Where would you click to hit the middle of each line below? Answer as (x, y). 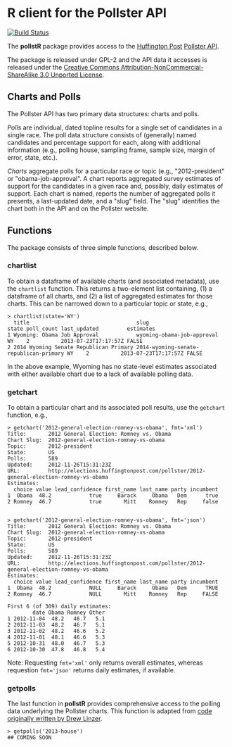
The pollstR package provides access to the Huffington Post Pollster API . (113, 46)
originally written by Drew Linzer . (55, 719)
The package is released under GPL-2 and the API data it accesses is (107, 59)
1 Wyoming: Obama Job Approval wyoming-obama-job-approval (113, 335)
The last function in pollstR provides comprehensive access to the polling (114, 704)
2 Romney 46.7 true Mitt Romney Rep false (113, 502)
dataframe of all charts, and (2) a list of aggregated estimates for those (110, 296)
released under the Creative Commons (63, 67)
